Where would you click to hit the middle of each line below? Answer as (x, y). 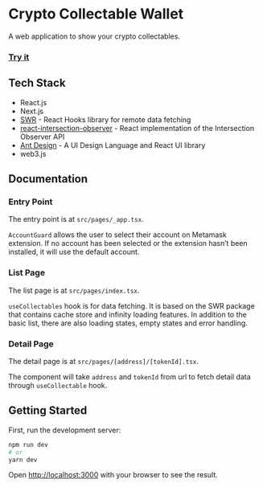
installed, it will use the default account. (74, 252)
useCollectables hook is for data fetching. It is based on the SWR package (131, 305)
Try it (19, 57)
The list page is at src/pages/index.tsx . (74, 290)
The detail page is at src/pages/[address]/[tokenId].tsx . (104, 361)
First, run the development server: (65, 430)
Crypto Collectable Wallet (96, 14)
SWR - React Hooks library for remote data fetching (105, 119)
